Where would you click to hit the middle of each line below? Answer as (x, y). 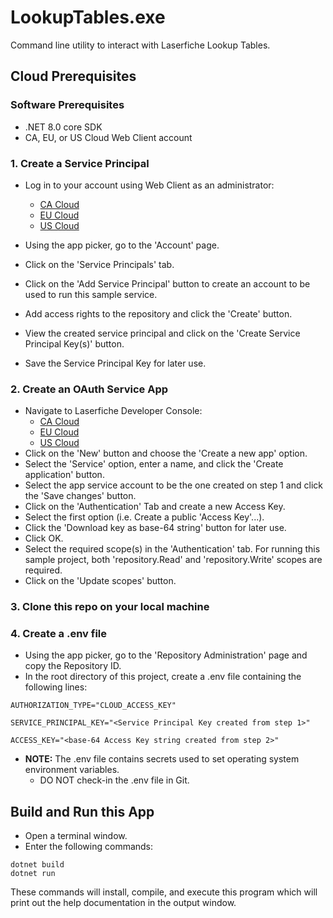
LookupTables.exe (88, 17)
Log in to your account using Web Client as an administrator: (149, 185)
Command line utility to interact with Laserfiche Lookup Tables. (140, 45)
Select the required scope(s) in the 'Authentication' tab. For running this (172, 549)
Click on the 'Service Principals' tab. (99, 264)
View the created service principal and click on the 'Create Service (162, 333)
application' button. (64, 475)
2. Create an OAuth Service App (89, 389)
